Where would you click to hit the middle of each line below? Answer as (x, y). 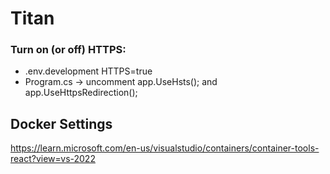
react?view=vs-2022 (53, 159)
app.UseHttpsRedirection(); (81, 93)
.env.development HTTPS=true (88, 71)
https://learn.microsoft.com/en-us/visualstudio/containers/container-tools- (165, 148)
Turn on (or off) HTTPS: (68, 50)
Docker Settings (61, 123)
